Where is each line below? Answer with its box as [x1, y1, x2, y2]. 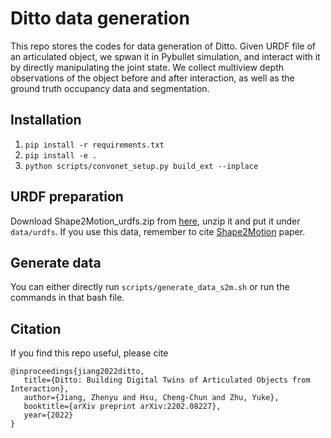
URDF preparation [10, 188, 124, 206]
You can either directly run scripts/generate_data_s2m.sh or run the [10, 281, 290, 293]
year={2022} [23, 410, 74, 421]
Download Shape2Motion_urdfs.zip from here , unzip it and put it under [10, 215, 301, 227]
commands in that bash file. [10, 292, 125, 304]
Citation [10, 320, 62, 337]
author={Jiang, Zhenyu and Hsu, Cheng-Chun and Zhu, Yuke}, [23, 393, 280, 403]
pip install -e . [24, 150, 98, 161]
